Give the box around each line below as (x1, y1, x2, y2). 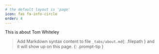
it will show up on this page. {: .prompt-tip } (16, 44, 104, 50)
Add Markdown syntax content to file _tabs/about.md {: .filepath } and (16, 39, 155, 44)
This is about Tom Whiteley (5, 29, 60, 35)
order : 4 (5, 16, 23, 21)
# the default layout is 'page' (5, 7, 70, 12)
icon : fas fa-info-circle (5, 12, 57, 16)
